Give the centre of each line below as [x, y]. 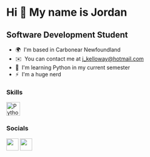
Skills [15, 92]
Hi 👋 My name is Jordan [67, 12]
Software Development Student [67, 35]
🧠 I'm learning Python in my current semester [73, 67]
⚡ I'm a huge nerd [38, 74]
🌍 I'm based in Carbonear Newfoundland [68, 50]
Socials [17, 129]
